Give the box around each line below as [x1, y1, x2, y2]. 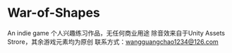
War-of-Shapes [7, 5, 101, 21]
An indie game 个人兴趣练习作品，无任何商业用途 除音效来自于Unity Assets [7, 29, 226, 37]
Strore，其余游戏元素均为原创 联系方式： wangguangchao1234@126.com [7, 37, 219, 46]
